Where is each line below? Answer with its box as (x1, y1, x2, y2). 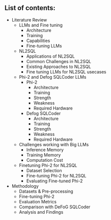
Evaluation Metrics (19, 198, 57, 204)
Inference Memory (26, 147, 64, 153)
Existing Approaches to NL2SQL (26, 64, 91, 69)
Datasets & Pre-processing (19, 188, 74, 194)
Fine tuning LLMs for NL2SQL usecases (26, 68, 107, 75)
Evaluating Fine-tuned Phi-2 (26, 178, 83, 184)
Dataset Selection (26, 167, 62, 173)
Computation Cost (26, 157, 63, 163)
